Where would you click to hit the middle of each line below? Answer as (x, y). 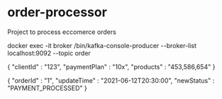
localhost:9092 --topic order (49, 53)
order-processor (57, 12)
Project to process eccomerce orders (62, 32)
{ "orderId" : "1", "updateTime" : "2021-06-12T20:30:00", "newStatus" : (111, 80)
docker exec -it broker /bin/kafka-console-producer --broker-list (102, 45)
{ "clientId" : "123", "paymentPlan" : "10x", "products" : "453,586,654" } (111, 66)
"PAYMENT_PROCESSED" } (47, 88)
